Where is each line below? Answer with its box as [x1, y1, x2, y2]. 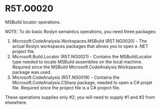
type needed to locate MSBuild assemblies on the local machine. [12, 59, 142, 65]
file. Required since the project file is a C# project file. [12, 85, 121, 90]
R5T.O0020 [5, 3, 54, 14]
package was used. [12, 69, 52, 75]
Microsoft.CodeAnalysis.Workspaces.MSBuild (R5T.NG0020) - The [12, 38, 147, 44]
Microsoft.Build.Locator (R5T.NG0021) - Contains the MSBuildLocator [12, 53, 152, 59]
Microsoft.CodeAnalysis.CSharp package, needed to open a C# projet [12, 79, 153, 86]
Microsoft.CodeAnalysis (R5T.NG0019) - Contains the [12, 74, 120, 80]
